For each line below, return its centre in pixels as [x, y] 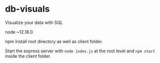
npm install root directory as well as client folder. [54, 41]
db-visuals [27, 9]
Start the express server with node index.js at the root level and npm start [80, 51]
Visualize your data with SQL [34, 22]
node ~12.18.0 [19, 32]
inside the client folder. [28, 56]
